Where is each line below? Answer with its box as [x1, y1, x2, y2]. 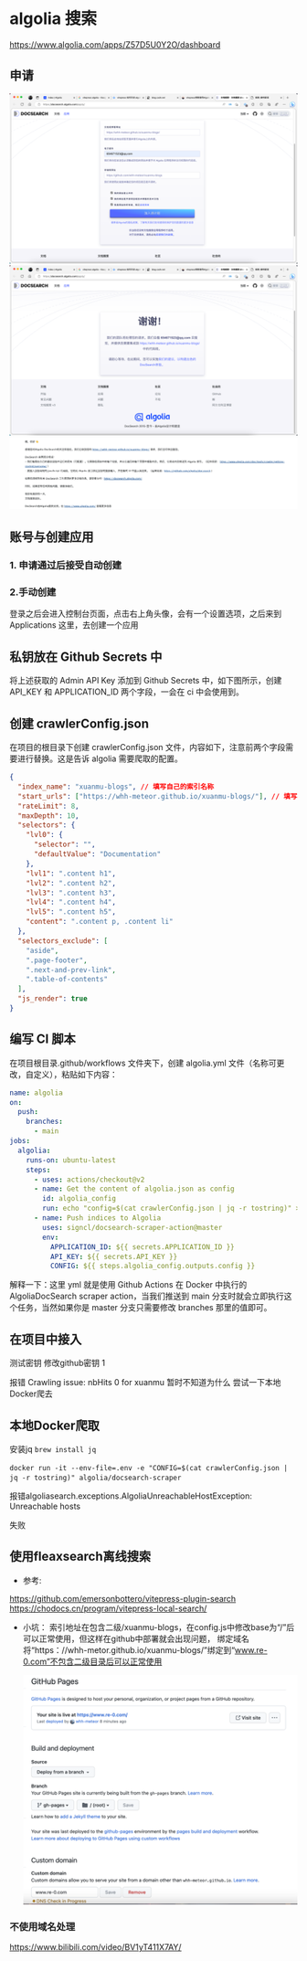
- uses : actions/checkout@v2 [33, 1175, 145, 1184]
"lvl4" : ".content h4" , [26, 897, 117, 907]
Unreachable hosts [9, 1500, 80, 1511]
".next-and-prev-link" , [26, 965, 117, 974]
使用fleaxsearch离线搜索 [9, 1549, 152, 1564]
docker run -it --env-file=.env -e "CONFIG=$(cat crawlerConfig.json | [9, 1463, 288, 1472]
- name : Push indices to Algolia [33, 1214, 162, 1223]
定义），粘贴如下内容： [33, 1068, 118, 1079]
